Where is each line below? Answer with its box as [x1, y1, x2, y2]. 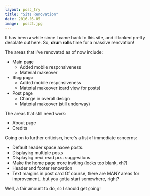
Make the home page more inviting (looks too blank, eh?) [12, 160, 128, 166]
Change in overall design [19, 96, 70, 102]
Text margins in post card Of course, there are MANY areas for [12, 171, 140, 177]
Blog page [12, 75, 33, 80]
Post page [12, 90, 33, 96]
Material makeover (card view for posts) [19, 85, 101, 91]
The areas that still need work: [5, 111, 67, 117]
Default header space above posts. [12, 144, 84, 151]
